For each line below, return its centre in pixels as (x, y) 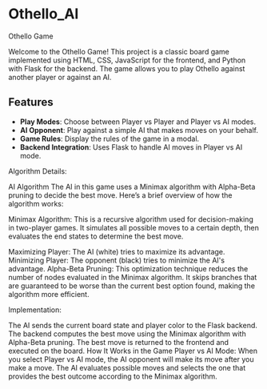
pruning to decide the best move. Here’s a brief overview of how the (120, 195)
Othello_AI (44, 14)
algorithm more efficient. (49, 294)
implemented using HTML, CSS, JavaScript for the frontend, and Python (127, 60)
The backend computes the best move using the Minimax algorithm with (127, 334)
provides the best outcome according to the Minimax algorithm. (113, 376)
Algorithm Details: (38, 171)
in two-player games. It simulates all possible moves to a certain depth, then (134, 227)
